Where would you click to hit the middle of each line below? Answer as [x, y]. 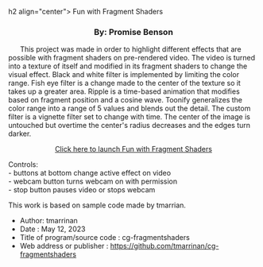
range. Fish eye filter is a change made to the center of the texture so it [124, 83]
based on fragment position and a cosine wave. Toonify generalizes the [126, 100]
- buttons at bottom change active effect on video [90, 173]
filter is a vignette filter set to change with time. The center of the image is [129, 117]
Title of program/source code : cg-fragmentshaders [105, 238]
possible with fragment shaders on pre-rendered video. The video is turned [132, 58]
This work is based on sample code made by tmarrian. [97, 205]
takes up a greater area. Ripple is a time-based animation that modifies [124, 91]
